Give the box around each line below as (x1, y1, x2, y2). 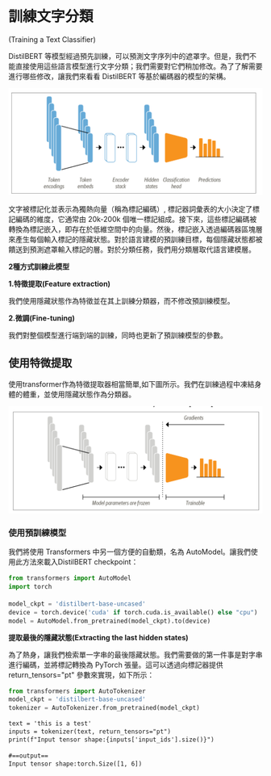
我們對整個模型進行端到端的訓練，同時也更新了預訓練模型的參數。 (8, 330, 227, 340)
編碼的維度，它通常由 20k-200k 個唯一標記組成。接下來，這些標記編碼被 (15, 215, 257, 224)
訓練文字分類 (8, 7, 94, 26)
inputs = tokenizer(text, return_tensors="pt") (8, 728, 172, 736)
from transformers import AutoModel (8, 574, 131, 582)
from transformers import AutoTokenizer (8, 687, 147, 695)
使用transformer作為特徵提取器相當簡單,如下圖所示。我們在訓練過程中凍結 (8, 379, 255, 388)
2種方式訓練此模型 (8, 262, 70, 271)
